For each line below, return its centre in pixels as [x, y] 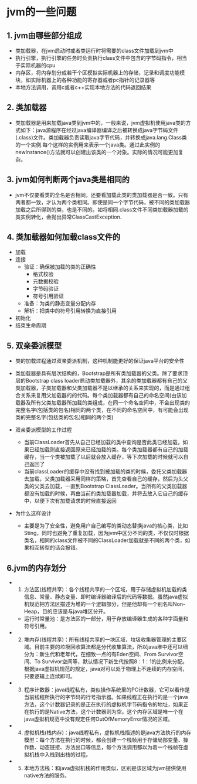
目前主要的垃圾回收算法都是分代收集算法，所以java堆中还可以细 [111, 647]
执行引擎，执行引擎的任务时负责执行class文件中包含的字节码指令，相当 [101, 58]
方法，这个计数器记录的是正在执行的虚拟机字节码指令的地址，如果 [103, 704]
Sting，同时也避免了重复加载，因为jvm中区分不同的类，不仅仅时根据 [106, 533]
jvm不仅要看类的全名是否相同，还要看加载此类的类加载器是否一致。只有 [102, 195]
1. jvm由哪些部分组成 [44, 35]
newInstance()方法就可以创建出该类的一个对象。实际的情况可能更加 [97, 152]
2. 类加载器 [27, 108]
